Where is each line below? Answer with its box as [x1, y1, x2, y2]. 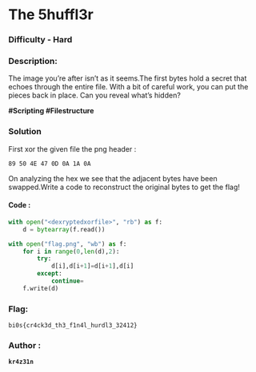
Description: [8, 56, 58, 67]
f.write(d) [22, 284, 59, 292]
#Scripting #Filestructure [8, 106, 94, 116]
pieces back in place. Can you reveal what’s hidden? [8, 90, 182, 101]
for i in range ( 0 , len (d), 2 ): [22, 247, 120, 255]
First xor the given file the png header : [8, 144, 137, 153]
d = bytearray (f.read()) [22, 225, 106, 233]
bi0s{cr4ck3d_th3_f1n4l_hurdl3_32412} [8, 322, 138, 330]
